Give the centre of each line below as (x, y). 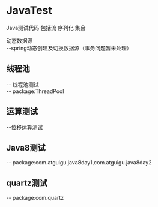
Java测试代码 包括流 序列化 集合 (46, 28)
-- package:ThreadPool (35, 91)
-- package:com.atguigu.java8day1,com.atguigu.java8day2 (79, 163)
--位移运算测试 (25, 127)
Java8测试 (26, 148)
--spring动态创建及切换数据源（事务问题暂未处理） (69, 48)
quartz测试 (27, 183)
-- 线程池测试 (23, 84)
